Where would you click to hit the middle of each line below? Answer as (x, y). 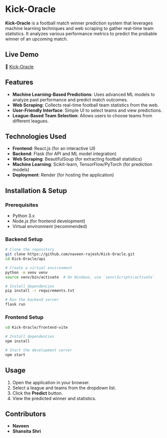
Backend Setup (24, 239)
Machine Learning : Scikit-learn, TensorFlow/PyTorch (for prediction (82, 164)
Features (19, 83)
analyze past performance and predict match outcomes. (70, 100)
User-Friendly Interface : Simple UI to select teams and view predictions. (87, 110)
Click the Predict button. (38, 393)
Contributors (26, 414)
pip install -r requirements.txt (40, 291)
